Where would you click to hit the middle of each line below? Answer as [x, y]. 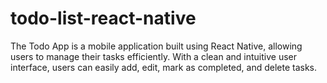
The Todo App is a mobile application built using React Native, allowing [156, 46]
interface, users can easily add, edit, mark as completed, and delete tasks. [164, 67]
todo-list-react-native [103, 18]
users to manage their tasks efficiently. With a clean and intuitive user [153, 56]
